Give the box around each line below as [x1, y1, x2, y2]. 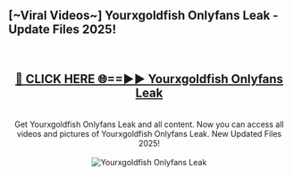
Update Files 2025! [8, 22, 117, 38]
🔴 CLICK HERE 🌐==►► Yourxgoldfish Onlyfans [15, 71, 283, 87]
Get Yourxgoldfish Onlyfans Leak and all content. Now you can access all [14, 119, 284, 130]
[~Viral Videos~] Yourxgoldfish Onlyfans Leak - [8, 8, 279, 23]
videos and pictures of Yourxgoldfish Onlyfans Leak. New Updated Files [16, 128, 282, 138]
